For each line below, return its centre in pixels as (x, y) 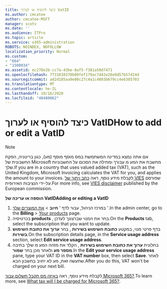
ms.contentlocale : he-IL (31, 89)
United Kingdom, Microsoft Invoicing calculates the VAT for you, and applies (83, 173)
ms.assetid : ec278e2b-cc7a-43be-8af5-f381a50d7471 (59, 70)
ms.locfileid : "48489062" (32, 98)
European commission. (29, 189)
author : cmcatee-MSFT (28, 19)
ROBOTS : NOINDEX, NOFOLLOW (33, 47)
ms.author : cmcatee (25, 14)
